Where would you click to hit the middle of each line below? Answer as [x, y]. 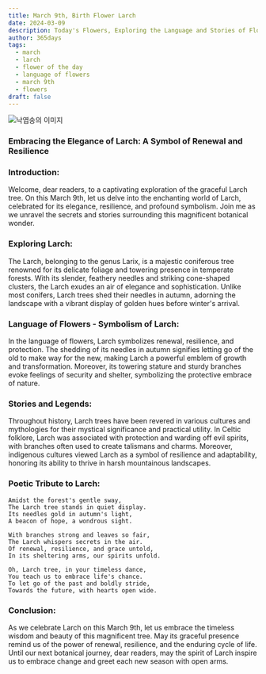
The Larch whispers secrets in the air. [76, 542]
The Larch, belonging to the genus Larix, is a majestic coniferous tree [122, 261]
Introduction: [34, 173]
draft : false [30, 97]
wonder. [22, 224]
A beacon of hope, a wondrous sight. [70, 521]
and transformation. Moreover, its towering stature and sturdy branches [125, 366]
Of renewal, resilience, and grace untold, [81, 549]
